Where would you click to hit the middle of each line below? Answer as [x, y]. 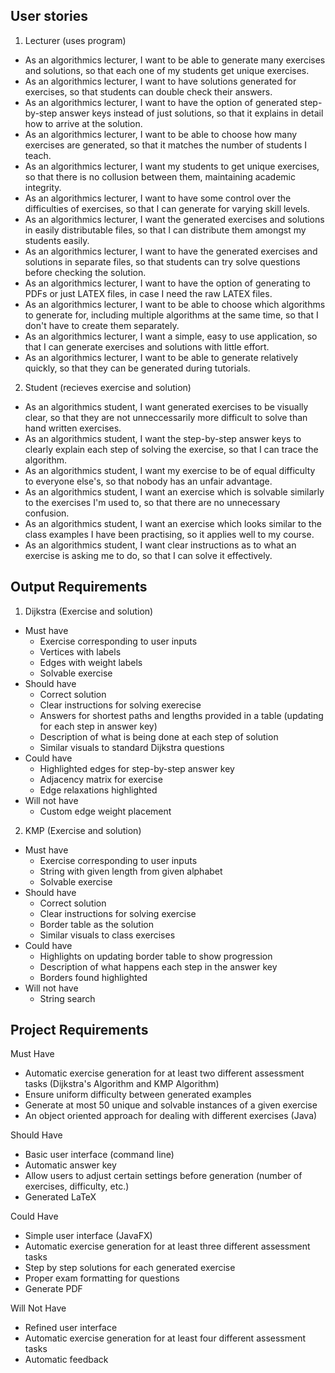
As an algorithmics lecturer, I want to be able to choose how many [161, 134]
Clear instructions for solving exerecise [120, 705]
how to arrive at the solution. [83, 123]
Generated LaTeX [60, 1197]
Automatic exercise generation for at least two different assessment [164, 1073]
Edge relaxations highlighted [98, 790]
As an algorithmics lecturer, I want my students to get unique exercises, [172, 166]
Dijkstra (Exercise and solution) [89, 611]
